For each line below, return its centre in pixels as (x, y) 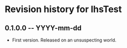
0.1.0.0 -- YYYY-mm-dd (43, 28)
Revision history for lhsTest (63, 9)
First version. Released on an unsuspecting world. (64, 40)
